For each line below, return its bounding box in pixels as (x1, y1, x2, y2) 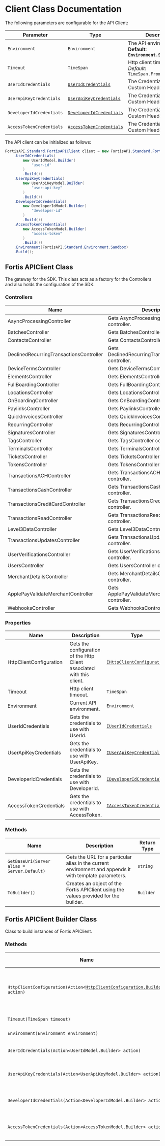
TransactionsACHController (7, 472, 71, 479)
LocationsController (7, 389, 53, 396)
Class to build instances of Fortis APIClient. (5, 928, 92, 934)
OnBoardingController (7, 397, 58, 404)
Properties (5, 620, 31, 626)
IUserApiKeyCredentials (106, 750, 162, 755)
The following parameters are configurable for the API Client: (5, 20, 129, 26)
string (137, 863, 153, 869)
